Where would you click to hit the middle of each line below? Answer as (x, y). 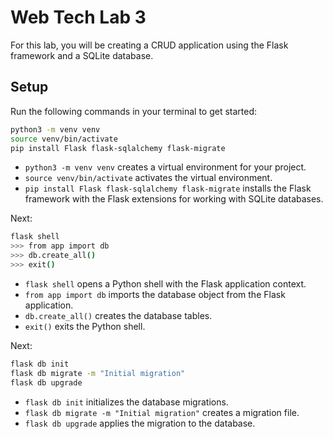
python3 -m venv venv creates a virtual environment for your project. (165, 167)
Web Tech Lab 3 (78, 17)
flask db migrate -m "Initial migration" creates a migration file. (162, 412)
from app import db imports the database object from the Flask (155, 294)
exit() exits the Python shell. (85, 326)
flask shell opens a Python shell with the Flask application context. (165, 283)
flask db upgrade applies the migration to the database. (140, 423)
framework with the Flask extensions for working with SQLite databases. (174, 199)
